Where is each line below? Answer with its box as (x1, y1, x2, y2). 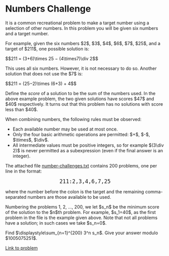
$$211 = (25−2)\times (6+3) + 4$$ (5, 80, 77, 87)
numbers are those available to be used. (27, 194, 111, 200)
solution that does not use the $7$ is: (5, 70, 83, 76)
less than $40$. (5, 106, 38, 112)
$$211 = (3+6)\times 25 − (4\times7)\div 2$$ (5, 55, 99, 61)
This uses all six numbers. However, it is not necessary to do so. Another (5, 65, 157, 71)
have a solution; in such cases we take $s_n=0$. (5, 220, 107, 226)
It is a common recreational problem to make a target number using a (5, 20, 149, 26)
